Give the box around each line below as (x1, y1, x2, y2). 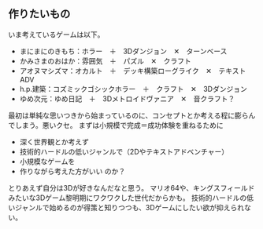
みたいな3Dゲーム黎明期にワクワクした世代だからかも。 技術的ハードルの (8, 193, 247, 202)
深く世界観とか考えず (19, 136, 89, 147)
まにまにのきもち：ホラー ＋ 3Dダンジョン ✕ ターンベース (19, 46, 228, 56)
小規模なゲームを (19, 156, 76, 166)
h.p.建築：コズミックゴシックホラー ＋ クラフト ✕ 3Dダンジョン (19, 84, 248, 93)
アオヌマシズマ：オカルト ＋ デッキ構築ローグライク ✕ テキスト (19, 66, 246, 75)
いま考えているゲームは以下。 (8, 30, 105, 39)
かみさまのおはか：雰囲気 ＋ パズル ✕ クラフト (19, 56, 191, 65)
